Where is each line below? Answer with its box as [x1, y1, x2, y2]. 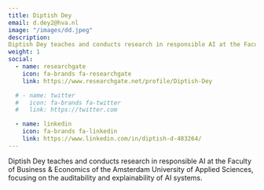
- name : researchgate [15, 63, 86, 71]
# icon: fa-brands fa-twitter [15, 99, 122, 107]
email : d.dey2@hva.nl [8, 19, 79, 27]
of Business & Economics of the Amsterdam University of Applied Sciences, [8, 164, 254, 174]
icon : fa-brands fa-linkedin [22, 127, 118, 136]
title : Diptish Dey [8, 11, 72, 20]
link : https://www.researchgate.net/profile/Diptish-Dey [22, 77, 213, 85]
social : [8, 56, 34, 64]
